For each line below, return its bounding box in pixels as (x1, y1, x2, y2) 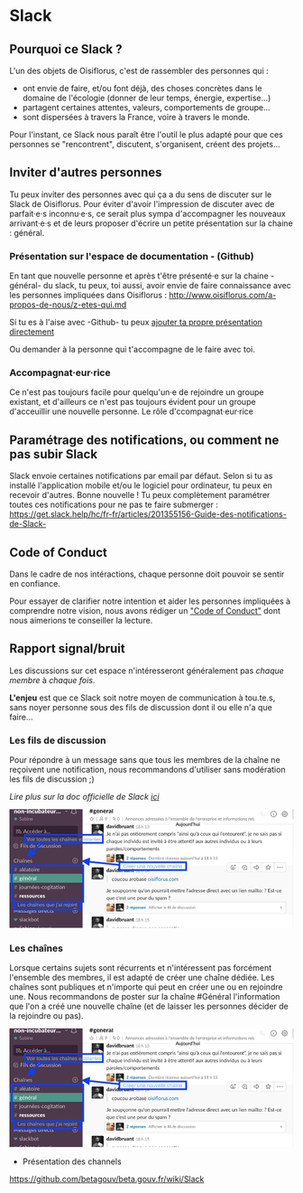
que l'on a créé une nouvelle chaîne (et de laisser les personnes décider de (9, 1000, 289, 1012)
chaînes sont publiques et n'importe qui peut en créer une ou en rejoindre (9, 982, 283, 992)
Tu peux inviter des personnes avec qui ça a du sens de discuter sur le (9, 189, 272, 200)
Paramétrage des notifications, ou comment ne (9, 432, 280, 447)
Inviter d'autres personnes (9, 164, 162, 181)
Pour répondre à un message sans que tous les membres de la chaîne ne (9, 755, 281, 766)
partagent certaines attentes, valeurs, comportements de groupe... (22, 102, 271, 113)
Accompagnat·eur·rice (9, 367, 111, 380)
